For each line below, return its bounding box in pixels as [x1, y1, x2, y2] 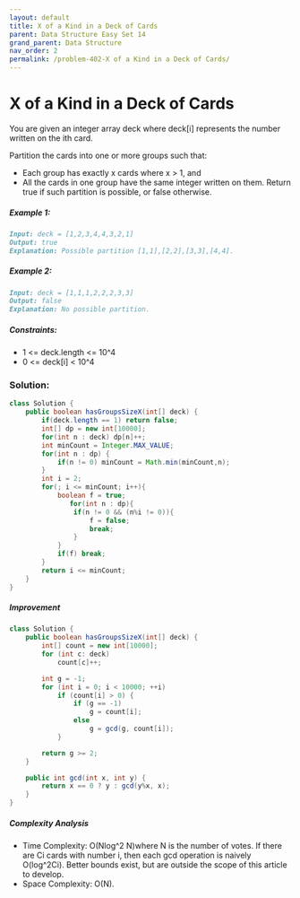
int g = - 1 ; [41, 674, 87, 683]
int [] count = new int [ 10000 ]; [41, 641, 159, 650]
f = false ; [89, 516, 130, 525]
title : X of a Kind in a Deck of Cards [9, 22, 159, 31]
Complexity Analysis [9, 817, 90, 828]
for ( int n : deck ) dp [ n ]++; [41, 432, 146, 441]
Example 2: [9, 266, 52, 276]
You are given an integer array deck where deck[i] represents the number [9, 123, 281, 134]
